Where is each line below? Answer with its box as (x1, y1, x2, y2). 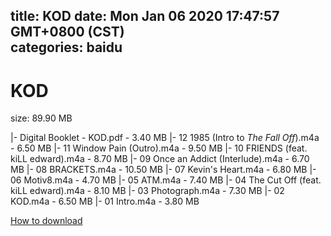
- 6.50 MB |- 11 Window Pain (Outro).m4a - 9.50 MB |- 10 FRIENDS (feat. (10, 142, 308, 154)
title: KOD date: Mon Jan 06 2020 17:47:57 (10, 8, 280, 25)
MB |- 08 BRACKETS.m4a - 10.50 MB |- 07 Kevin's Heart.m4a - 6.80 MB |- (10, 164, 317, 176)
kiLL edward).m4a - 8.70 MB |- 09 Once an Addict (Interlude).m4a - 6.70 (10, 153, 310, 165)
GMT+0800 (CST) (10, 24, 125, 41)
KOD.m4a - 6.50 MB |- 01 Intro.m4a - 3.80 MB (10, 195, 200, 208)
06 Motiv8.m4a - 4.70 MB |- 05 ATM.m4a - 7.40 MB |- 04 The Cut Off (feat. (10, 174, 322, 186)
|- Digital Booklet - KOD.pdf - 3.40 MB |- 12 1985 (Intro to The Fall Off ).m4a (10, 132, 320, 144)
